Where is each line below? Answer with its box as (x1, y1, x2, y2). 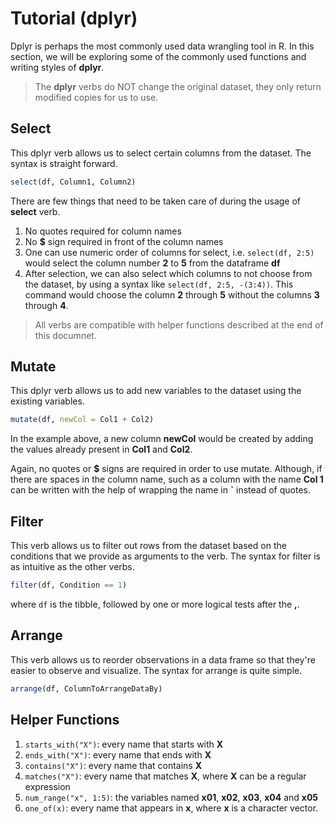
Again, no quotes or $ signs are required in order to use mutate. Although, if (10, 463, 323, 475)
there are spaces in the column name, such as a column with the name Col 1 (10, 473, 324, 486)
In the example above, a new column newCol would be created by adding (10, 433, 314, 445)
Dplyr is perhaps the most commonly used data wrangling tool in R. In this (10, 40, 315, 52)
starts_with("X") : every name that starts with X (24, 738, 224, 750)
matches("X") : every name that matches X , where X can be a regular (24, 770, 307, 782)
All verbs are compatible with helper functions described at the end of (34, 318, 324, 331)
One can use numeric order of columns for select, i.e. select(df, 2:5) (24, 246, 315, 258)
